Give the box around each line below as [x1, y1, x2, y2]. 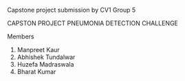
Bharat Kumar [17, 68, 56, 76]
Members [7, 32, 34, 40]
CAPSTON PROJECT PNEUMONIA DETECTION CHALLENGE [7, 19, 179, 27]
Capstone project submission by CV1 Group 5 [7, 6, 136, 14]
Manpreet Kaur [17, 46, 60, 54]
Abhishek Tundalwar [17, 53, 76, 61]
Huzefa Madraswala [17, 60, 74, 68]
